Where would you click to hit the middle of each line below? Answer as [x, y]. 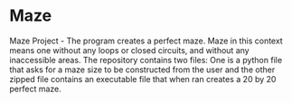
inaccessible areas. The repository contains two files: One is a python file [146, 60]
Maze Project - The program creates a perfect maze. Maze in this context [146, 41]
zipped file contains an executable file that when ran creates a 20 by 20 [143, 79]
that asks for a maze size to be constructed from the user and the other [142, 70]
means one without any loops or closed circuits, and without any [130, 50]
